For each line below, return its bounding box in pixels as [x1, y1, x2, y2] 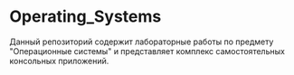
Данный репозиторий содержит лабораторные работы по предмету [9, 36, 274, 47]
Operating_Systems [9, 6, 162, 27]
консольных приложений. [9, 55, 109, 66]
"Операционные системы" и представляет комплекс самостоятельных [9, 45, 285, 56]
